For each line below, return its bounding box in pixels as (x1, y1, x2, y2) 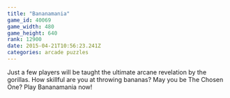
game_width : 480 (7, 23, 54, 30)
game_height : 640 (7, 29, 58, 37)
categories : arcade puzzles (7, 49, 89, 56)
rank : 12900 (7, 36, 42, 43)
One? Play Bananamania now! (7, 83, 93, 91)
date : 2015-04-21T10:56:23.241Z (7, 42, 101, 49)
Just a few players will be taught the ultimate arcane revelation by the (7, 67, 207, 76)
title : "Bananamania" (7, 10, 70, 17)
